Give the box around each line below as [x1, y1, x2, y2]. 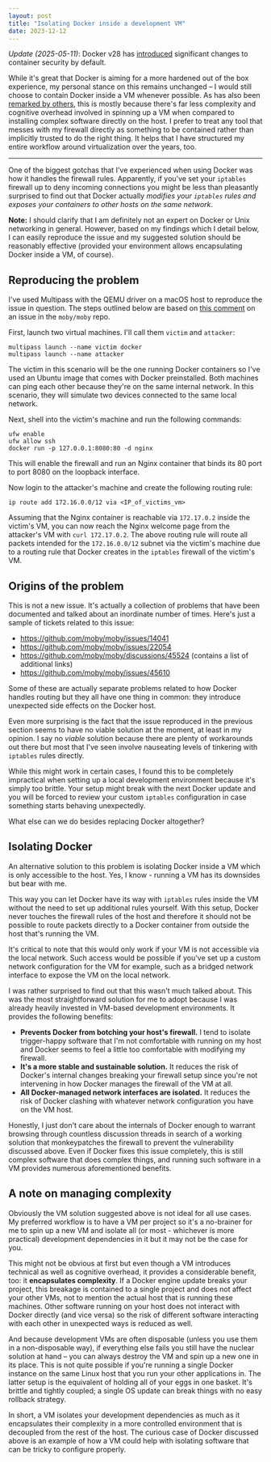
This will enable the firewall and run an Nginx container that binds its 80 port [8, 459, 262, 468]
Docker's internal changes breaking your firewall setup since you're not [19, 1070, 258, 1080]
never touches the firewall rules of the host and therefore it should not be [8, 911, 252, 921]
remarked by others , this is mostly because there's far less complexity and [8, 99, 256, 109]
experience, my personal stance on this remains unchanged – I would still [8, 82, 252, 91]
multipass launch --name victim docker [8, 343, 143, 352]
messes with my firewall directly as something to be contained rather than [8, 125, 254, 134]
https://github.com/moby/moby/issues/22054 [19, 642, 172, 651]
